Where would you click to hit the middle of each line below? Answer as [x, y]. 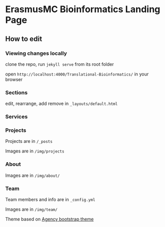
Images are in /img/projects [35, 151]
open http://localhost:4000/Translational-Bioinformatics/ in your [77, 74]
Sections [16, 92]
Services [16, 117]
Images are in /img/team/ [31, 209]
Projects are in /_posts [29, 141]
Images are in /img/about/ [32, 175]
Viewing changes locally [36, 53]
